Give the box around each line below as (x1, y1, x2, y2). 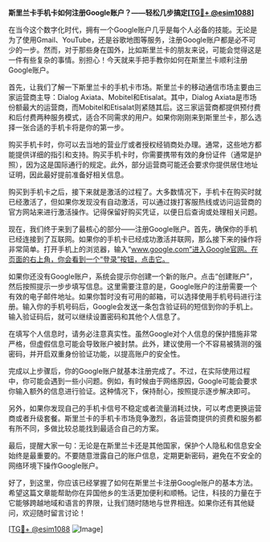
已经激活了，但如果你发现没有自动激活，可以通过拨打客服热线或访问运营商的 (8, 197, 262, 206)
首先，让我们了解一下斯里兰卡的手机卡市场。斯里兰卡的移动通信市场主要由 (8, 82, 255, 92)
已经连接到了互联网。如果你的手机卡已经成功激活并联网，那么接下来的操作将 (8, 234, 262, 244)
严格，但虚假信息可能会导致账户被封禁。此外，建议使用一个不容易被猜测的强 (8, 339, 262, 349)
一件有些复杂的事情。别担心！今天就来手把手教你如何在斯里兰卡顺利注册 (8, 56, 247, 64)
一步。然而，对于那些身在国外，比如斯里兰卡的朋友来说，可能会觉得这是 (22, 45, 262, 55)
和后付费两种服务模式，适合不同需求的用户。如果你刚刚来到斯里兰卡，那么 (8, 113, 255, 122)
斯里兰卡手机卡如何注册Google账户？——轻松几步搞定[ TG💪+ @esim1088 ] (8, 8, 255, 17)
